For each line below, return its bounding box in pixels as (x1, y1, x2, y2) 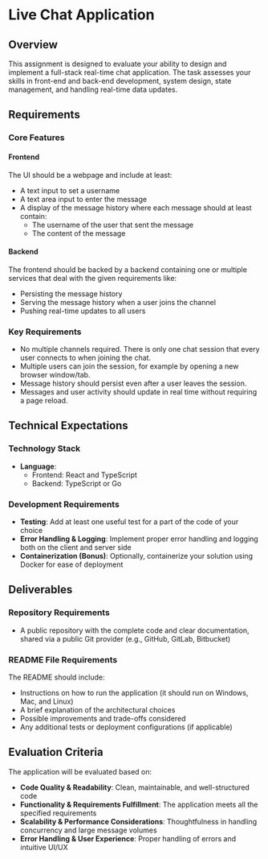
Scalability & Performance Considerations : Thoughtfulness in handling (19, 816, 258, 826)
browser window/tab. (19, 370, 91, 380)
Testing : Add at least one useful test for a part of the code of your (19, 517, 239, 527)
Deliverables (8, 583, 73, 597)
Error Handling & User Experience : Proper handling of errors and (19, 833, 237, 843)
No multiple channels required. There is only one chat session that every (19, 345, 260, 354)
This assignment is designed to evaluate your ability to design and (8, 59, 227, 68)
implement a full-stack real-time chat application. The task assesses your (8, 68, 251, 77)
